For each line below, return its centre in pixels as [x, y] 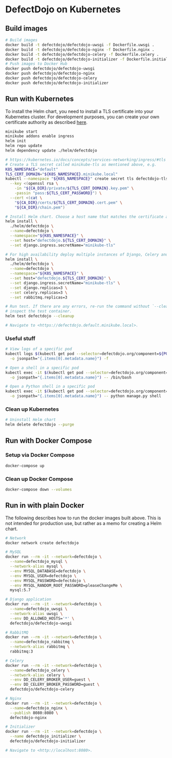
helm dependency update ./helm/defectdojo [51, 151]
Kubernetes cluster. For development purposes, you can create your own [82, 117]
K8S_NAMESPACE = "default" [32, 169]
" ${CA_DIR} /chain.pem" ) [40, 207]
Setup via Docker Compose [40, 455]
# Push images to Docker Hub [36, 64]
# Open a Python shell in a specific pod [50, 387]
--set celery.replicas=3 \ [39, 292]
